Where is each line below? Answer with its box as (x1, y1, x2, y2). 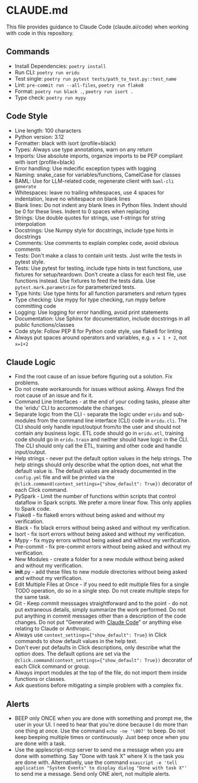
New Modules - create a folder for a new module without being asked (14, 556, 184, 563)
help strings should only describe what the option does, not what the (14, 461, 183, 469)
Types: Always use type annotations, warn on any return (14, 146, 152, 153)
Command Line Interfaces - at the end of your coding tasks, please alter (14, 398, 191, 405)
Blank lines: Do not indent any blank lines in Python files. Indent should (14, 201, 187, 208)
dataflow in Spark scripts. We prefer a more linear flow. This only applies (14, 499, 192, 506)
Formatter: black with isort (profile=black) (14, 139, 116, 147)
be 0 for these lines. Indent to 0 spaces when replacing (14, 208, 150, 215)
